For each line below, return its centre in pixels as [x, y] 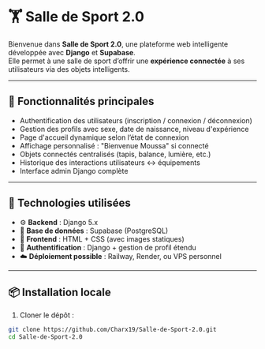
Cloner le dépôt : [47, 315]
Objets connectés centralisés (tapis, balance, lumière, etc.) [115, 154]
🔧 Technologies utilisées [70, 203]
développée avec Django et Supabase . [72, 52]
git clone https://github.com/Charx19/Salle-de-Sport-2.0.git [112, 330]
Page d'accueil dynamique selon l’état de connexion [104, 137]
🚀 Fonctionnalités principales [81, 101]
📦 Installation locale [60, 292]
